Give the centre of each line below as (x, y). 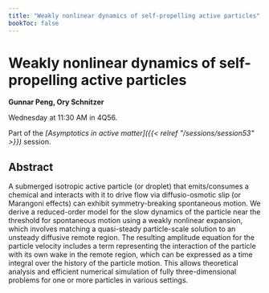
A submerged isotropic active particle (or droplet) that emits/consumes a (128, 186)
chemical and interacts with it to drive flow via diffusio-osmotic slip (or (125, 195)
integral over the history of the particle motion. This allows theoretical (123, 263)
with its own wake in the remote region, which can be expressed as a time (130, 254)
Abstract (31, 167)
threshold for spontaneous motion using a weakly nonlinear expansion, (126, 221)
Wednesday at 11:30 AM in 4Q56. (63, 118)
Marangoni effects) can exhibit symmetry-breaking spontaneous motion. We (134, 203)
